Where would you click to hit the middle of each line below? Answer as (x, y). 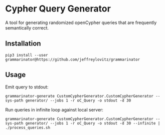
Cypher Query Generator (58, 9)
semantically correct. (27, 27)
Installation (23, 44)
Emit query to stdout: (27, 87)
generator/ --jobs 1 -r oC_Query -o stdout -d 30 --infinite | (93, 123)
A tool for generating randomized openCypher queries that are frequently (81, 22)
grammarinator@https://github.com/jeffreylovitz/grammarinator (73, 59)
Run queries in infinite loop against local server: (54, 109)
